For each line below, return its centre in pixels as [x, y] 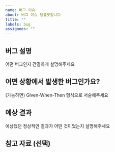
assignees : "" [20, 29]
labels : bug [18, 24]
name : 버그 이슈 [20, 10]
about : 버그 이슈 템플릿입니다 [33, 15]
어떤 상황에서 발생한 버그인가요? [53, 82]
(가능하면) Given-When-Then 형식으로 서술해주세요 [57, 95]
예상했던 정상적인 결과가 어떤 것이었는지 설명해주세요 [58, 126]
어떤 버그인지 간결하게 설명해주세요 [40, 64]
